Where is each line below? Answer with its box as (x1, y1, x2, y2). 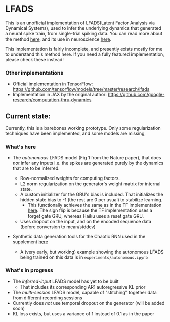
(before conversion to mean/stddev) (20, 224, 96, 230)
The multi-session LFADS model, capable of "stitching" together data (12, 289, 157, 295)
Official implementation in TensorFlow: (12, 81, 93, 87)
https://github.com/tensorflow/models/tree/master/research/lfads (12, 86, 150, 92)
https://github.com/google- (108, 92, 165, 98)
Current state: (5, 112, 51, 120)
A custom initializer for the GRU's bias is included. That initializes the (20, 191, 163, 198)
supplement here (12, 239, 49, 245)
